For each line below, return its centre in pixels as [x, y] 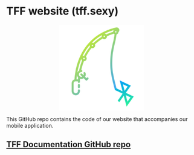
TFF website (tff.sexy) [63, 11]
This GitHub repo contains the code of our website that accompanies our [97, 119]
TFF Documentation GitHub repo [69, 144]
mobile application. [30, 125]
